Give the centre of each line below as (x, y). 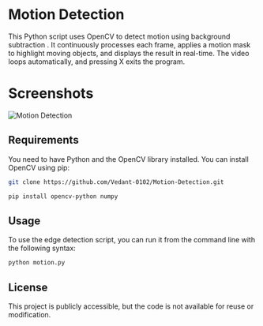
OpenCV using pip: (39, 167)
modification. (30, 314)
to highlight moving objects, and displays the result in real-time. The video (129, 53)
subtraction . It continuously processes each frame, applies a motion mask (130, 44)
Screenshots (51, 94)
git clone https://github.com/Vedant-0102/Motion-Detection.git (116, 182)
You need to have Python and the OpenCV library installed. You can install (128, 159)
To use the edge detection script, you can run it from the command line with (131, 240)
